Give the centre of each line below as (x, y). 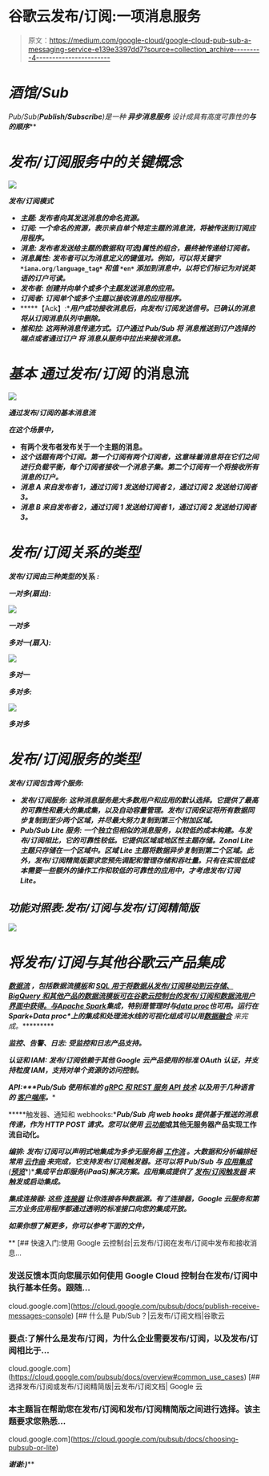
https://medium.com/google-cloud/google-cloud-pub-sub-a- (151, 40)
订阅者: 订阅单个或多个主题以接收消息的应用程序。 (102, 298)
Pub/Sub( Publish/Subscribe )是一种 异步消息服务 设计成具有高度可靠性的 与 (132, 116)
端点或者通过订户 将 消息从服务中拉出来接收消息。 (102, 338)
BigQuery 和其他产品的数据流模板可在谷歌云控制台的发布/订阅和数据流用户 (132, 996)
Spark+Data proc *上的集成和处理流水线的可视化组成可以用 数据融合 (120, 1016)
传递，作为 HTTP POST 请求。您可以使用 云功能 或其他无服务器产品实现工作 (132, 1124)
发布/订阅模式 (31, 201)
